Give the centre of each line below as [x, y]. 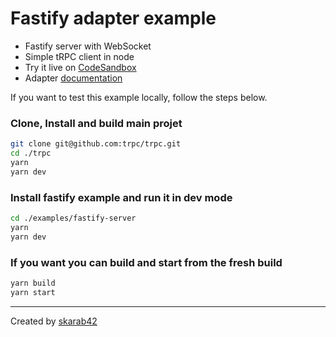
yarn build [33, 283]
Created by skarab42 [54, 321]
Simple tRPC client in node [79, 56]
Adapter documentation [73, 78]
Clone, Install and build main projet [96, 123]
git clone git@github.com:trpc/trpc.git [96, 144]
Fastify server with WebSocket [88, 46]
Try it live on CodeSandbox [80, 67]
